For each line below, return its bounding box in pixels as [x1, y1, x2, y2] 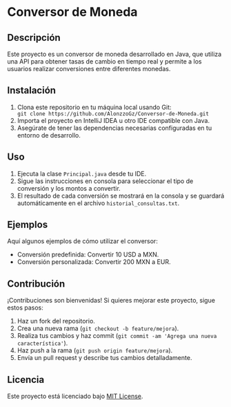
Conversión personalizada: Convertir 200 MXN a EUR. [17, 258, 171, 266]
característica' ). [17, 339, 68, 348]
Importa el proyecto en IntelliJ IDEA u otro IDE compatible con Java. [17, 116, 210, 124]
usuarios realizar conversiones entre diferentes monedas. [7, 65, 171, 73]
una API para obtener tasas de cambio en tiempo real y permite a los [7, 57, 202, 66]
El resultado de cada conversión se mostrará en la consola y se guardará [17, 191, 225, 200]
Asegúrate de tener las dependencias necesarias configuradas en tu [17, 124, 212, 132]
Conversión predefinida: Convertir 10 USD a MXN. [17, 250, 159, 259]
